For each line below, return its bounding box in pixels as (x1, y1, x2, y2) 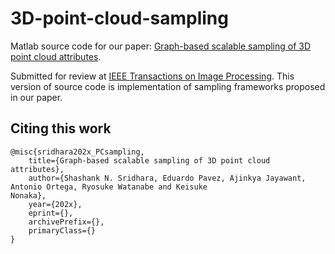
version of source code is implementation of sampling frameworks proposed (10, 80, 326, 92)
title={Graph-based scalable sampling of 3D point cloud (28, 155, 271, 166)
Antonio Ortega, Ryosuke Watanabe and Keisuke (10, 182, 208, 192)
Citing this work (10, 120, 112, 137)
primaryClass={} (28, 225, 97, 236)
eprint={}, (28, 208, 74, 218)
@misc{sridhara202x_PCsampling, (10, 147, 145, 157)
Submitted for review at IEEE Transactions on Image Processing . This (10, 70, 295, 82)
